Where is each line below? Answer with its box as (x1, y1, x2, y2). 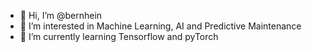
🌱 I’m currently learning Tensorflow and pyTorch (19, 31, 219, 42)
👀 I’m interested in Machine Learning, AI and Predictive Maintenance (19, 20, 302, 32)
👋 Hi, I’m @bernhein (19, 10, 103, 21)
